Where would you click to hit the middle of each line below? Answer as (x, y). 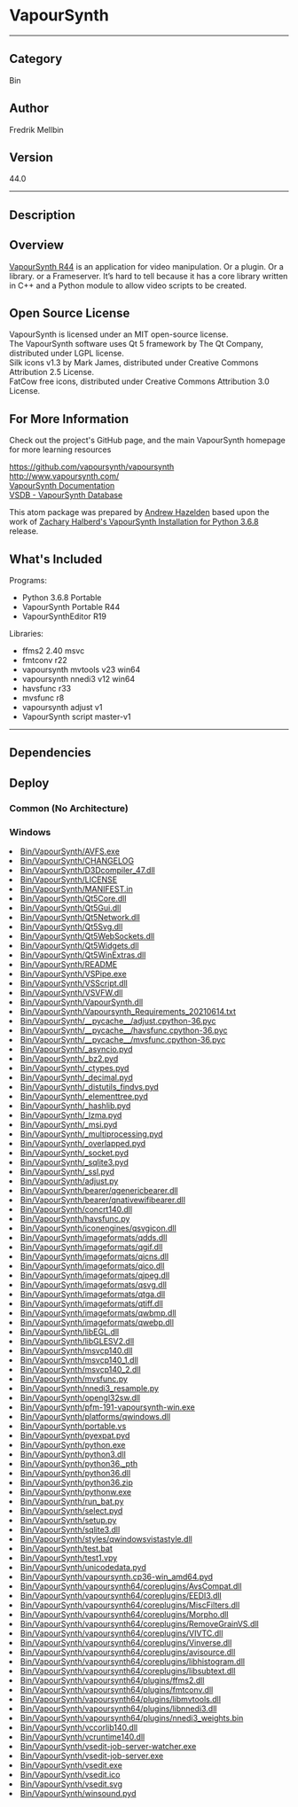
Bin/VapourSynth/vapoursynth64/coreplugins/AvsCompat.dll (131, 1586)
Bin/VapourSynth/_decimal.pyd (77, 1077)
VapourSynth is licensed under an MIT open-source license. (119, 334)
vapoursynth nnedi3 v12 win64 (78, 679)
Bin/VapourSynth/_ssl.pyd (68, 1172)
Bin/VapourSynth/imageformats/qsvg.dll (94, 1285)
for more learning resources (60, 450)
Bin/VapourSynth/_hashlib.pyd (76, 1106)
